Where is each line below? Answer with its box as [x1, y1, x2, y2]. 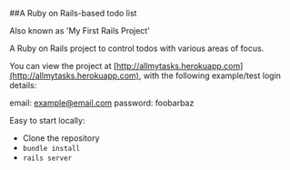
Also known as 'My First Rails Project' [9, 25, 150, 35]
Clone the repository [22, 133, 100, 144]
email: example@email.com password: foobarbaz [9, 97, 195, 108]
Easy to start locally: [9, 115, 85, 125]
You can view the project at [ [9, 61, 117, 71]
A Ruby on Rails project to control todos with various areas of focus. [9, 43, 265, 54]
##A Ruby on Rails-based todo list [9, 8, 137, 18]
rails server [22, 154, 73, 163]
